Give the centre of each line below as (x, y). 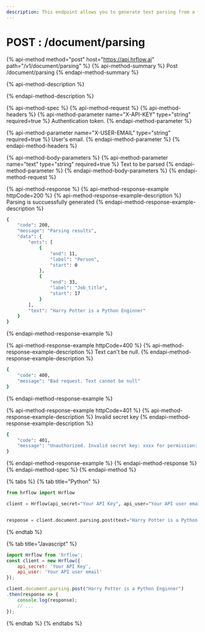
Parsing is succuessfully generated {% (55, 202)
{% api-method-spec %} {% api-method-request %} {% (77, 108)
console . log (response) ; (48, 600)
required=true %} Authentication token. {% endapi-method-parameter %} (99, 121)
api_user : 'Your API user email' (60, 572)
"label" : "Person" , (74, 259)
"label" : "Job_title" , (79, 288)
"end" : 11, (64, 254)
